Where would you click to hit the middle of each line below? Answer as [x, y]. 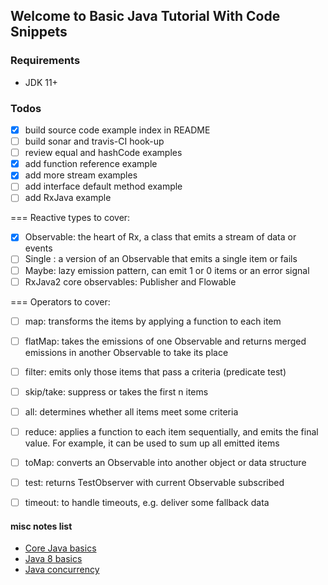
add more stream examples [81, 175]
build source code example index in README [117, 130]
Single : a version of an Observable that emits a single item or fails [161, 259]
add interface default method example [103, 186]
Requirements [45, 61]
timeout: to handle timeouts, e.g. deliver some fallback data [147, 503]
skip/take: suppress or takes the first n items [116, 391]
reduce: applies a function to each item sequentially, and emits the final [171, 431]
